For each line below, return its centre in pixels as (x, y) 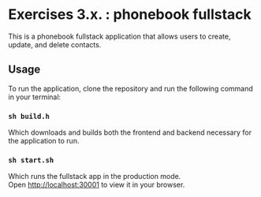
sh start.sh (31, 160)
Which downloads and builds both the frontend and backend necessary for (130, 132)
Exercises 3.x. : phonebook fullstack (130, 15)
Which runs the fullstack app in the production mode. (95, 177)
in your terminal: (35, 97)
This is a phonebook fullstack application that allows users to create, (119, 36)
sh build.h (29, 116)
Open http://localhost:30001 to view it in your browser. (97, 185)
